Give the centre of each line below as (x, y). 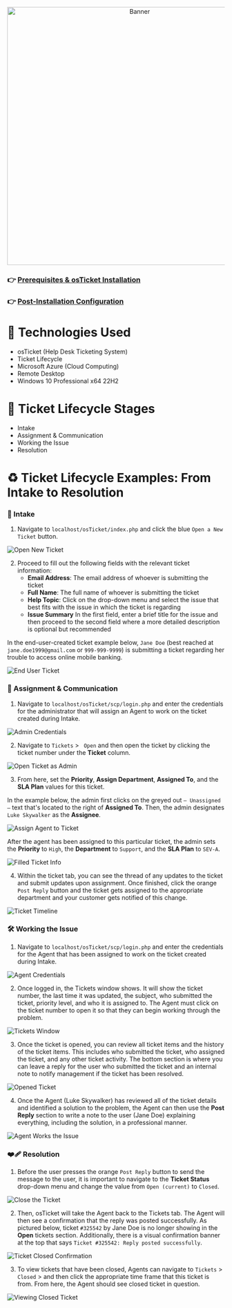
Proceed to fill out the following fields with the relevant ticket (103, 564)
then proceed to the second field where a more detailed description (124, 622)
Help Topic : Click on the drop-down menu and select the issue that (123, 600)
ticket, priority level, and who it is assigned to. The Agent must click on (118, 1003)
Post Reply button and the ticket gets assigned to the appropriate (110, 890)
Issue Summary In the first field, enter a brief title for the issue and (123, 615)
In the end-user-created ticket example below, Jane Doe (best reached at (110, 643)
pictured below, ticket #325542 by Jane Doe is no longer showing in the (117, 1228)
